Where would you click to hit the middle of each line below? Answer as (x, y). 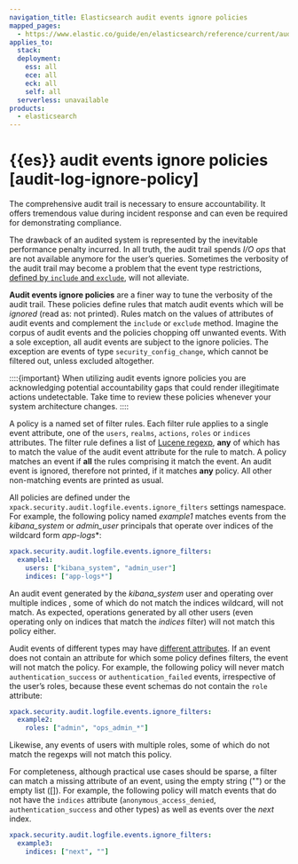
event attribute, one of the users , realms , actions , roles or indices (130, 433)
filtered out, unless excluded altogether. (82, 361)
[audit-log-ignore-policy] (104, 179)
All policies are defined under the (70, 497)
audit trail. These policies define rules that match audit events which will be (146, 305)
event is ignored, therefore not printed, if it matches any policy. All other (141, 471)
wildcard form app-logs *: (55, 535)
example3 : (35, 844)
